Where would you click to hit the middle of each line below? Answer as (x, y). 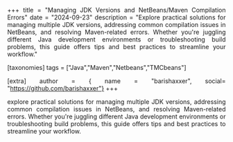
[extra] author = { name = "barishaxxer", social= (116, 81)
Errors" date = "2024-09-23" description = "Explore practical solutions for (116, 17)
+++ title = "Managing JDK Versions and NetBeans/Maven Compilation (116, 10)
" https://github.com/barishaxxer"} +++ (62, 88)
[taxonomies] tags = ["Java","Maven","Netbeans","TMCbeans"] (97, 68)
